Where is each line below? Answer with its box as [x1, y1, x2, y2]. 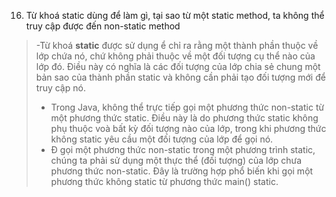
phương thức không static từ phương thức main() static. [50, 176, 279, 187]
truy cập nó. [35, 82, 86, 94]
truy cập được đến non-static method [25, 20, 181, 32]
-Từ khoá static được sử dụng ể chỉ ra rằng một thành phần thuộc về [35, 40, 319, 51]
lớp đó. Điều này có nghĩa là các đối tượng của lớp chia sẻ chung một [35, 61, 321, 72]
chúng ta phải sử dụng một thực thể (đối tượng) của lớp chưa [50, 155, 303, 166]
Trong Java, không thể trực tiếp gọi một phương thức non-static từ [50, 101, 325, 113]
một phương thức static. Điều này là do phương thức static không [50, 112, 319, 124]
